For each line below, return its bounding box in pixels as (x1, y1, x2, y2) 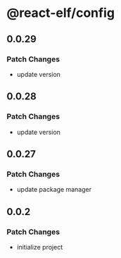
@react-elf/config (6, 5, 115, 21)
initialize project (16, 242, 63, 251)
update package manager (16, 185, 92, 194)
